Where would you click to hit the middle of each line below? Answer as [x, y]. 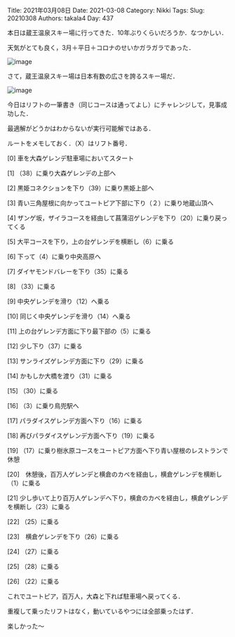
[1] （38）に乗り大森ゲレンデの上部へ [62, 173]
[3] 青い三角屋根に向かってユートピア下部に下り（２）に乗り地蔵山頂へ [110, 203]
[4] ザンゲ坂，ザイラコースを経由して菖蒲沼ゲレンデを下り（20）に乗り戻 [114, 218]
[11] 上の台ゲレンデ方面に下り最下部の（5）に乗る [79, 331]
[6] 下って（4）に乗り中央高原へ [54, 256]
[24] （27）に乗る [33, 551]
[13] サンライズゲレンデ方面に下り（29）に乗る [76, 361]
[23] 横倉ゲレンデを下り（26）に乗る [63, 537]
